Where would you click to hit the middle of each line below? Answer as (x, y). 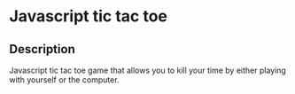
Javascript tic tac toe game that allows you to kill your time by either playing (147, 70)
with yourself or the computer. (64, 80)
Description (42, 49)
